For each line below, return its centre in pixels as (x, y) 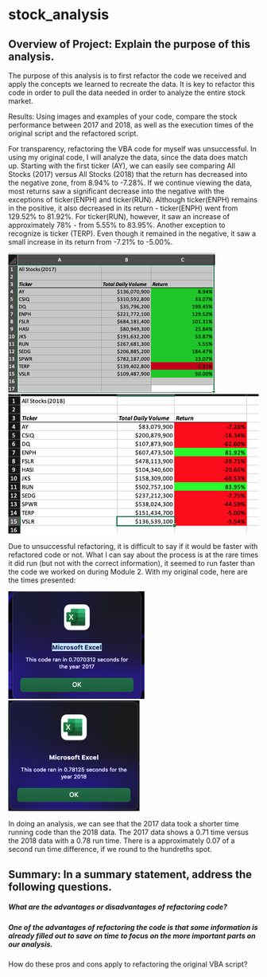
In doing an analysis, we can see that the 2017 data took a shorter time (124, 824)
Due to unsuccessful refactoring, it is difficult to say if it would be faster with (133, 547)
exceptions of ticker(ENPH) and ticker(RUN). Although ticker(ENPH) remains (133, 200)
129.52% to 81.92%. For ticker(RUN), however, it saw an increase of (119, 216)
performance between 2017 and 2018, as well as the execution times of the (131, 125)
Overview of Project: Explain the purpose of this (130, 44)
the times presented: (42, 580)
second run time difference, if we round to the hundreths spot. (110, 849)
